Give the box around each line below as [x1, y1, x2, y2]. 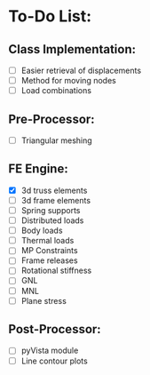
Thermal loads [20, 235, 75, 246]
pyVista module [20, 345, 79, 356]
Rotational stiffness [20, 265, 92, 276]
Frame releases [20, 255, 78, 266]
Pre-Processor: [8, 111, 95, 126]
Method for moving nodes [20, 76, 116, 86]
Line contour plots [20, 355, 88, 366]
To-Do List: [8, 6, 92, 27]
